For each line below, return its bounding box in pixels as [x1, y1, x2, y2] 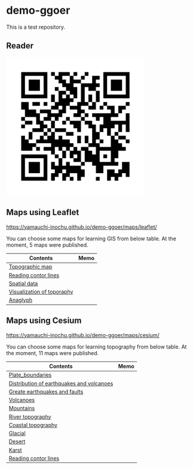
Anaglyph [8, 296, 33, 304]
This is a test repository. [6, 23, 66, 31]
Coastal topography [8, 421, 58, 428]
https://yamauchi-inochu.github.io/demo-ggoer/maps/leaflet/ [6, 223, 157, 231]
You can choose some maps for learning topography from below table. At [6, 343, 187, 350]
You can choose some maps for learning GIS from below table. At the [6, 235, 176, 242]
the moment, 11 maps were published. [6, 349, 99, 356]
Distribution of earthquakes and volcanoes [8, 380, 114, 387]
